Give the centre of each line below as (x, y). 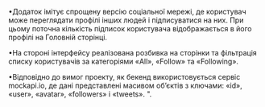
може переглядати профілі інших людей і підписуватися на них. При (126, 20)
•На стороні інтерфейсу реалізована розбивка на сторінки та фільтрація (133, 53)
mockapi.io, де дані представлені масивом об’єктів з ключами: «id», (126, 85)
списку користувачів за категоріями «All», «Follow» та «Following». (124, 61)
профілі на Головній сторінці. (58, 37)
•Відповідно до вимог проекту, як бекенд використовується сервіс (124, 77)
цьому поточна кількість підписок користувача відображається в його (130, 29)
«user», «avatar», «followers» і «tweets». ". (80, 94)
